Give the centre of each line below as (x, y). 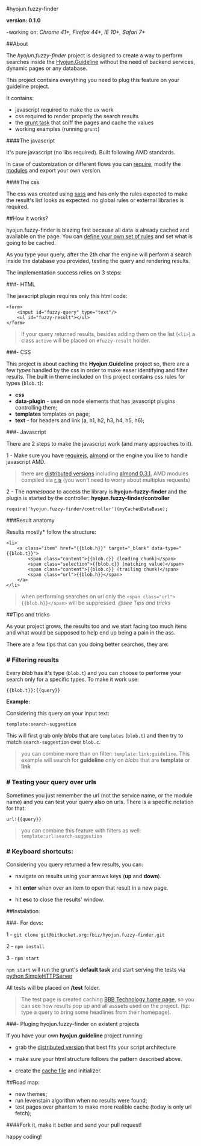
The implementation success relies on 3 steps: (64, 273)
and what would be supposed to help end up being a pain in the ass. (91, 632)
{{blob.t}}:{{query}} (33, 691)
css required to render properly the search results (77, 116)
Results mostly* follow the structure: (51, 532)
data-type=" (166, 548)
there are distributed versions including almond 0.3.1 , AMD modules (105, 473)
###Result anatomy (31, 520)
